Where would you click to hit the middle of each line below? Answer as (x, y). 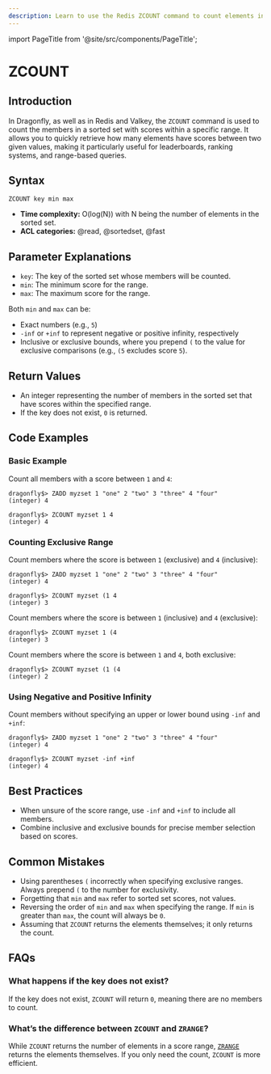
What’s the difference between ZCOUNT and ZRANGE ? (108, 1028)
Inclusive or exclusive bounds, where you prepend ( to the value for (133, 342)
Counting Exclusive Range (61, 542)
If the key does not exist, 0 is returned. (83, 412)
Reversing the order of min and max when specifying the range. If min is (137, 907)
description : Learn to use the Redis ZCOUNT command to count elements (131, 16)
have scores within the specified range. (85, 404)
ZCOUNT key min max (41, 199)
